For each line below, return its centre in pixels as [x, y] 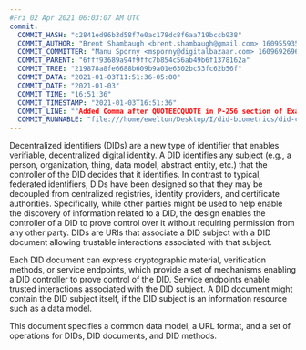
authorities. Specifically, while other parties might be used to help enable [146, 204]
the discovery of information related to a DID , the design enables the [138, 213]
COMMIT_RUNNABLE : [51, 119]
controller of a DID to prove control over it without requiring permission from [152, 223]
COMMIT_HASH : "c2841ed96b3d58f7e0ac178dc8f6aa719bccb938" [130, 35]
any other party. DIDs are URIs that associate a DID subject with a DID [140, 232]
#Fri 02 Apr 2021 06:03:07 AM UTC [75, 18]
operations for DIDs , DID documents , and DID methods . [113, 336]
